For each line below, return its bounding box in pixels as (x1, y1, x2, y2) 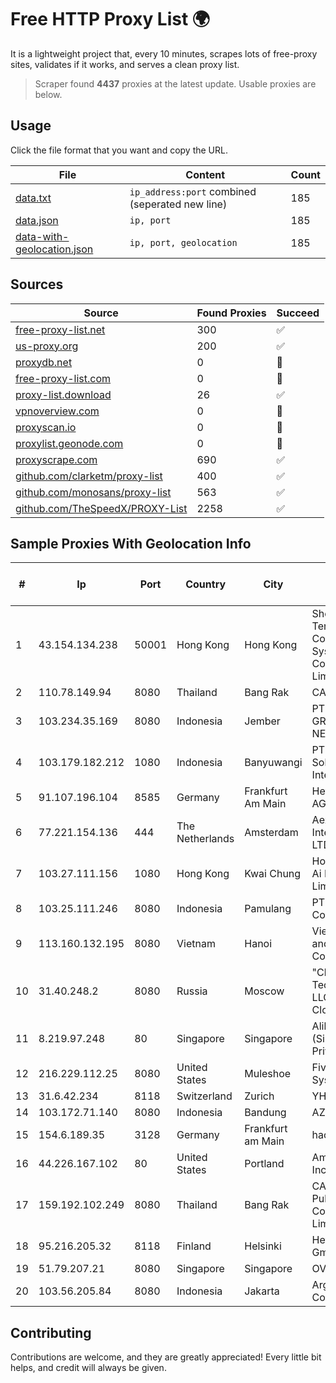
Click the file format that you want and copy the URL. (10, 144, 228, 156)
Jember (244, 714, 281, 728)
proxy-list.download (15, 387, 112, 401)
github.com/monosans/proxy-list (15, 485, 172, 499)
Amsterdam (244, 826, 299, 840)
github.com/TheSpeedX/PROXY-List (15, 501, 188, 515)
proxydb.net (15, 355, 73, 369)
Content (185, 167, 226, 181)
